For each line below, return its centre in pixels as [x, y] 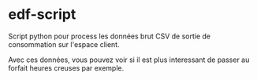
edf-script [42, 15]
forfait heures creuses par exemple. [66, 67]
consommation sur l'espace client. [64, 44]
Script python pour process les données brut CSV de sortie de [110, 36]
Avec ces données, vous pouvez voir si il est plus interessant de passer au [129, 60]
